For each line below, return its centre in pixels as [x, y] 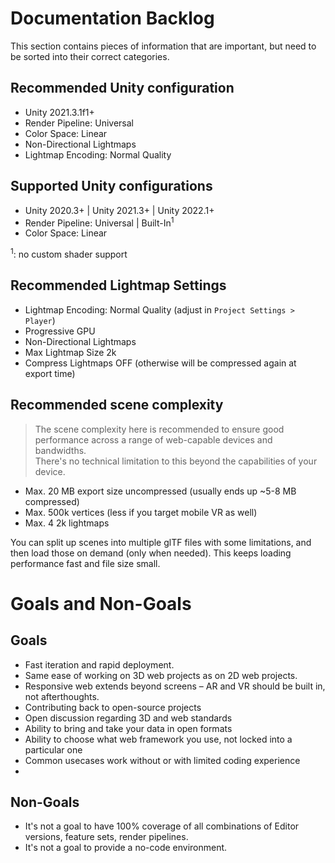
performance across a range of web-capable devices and [153, 439]
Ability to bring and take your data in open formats [128, 728]
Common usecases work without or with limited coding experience [162, 760]
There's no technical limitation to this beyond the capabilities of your [176, 461]
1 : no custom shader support [69, 253]
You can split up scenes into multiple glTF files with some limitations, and [161, 542]
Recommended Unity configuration [122, 88]
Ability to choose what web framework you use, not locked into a [158, 739]
